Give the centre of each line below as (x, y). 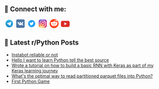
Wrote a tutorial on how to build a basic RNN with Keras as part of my (82, 65)
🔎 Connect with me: (35, 9)
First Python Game (30, 81)
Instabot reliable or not (34, 54)
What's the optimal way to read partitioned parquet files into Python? (82, 76)
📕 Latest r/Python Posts (42, 43)
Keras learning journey (35, 70)
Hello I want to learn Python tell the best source (60, 60)
